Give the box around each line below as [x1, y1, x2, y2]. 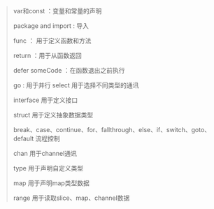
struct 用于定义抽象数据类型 [13, 111, 94, 119]
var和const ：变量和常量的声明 [13, 7, 102, 15]
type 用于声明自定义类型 [13, 164, 84, 172]
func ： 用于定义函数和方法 [13, 36, 92, 45]
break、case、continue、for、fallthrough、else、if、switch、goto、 [13, 126, 211, 134]
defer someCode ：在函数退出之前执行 [13, 66, 125, 74]
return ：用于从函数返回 [13, 52, 82, 59]
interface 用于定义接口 [13, 96, 78, 104]
